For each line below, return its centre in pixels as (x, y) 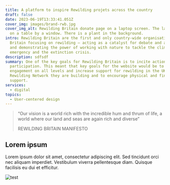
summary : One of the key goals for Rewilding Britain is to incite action (86, 62)
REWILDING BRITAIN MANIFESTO (53, 129)
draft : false (19, 15)
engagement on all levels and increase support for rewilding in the (84, 71)
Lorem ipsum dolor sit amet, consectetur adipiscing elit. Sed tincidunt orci (82, 157)
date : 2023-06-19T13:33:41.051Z (39, 19)
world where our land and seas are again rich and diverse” (79, 119)
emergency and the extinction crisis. (51, 52)
